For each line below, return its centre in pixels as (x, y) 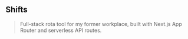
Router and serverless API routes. (61, 30)
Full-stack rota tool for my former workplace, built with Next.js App (101, 24)
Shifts (17, 10)
